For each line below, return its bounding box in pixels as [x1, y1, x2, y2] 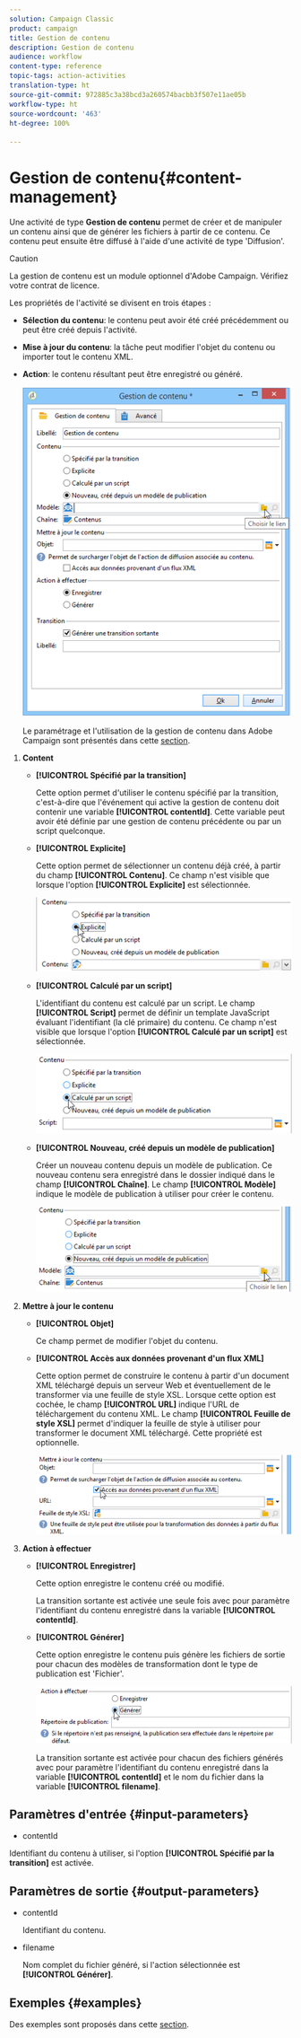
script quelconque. [35, 825, 106, 836]
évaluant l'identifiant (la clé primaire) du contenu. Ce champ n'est [35, 1017, 278, 1028]
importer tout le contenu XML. [21, 351, 133, 363]
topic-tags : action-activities [9, 72, 126, 81]
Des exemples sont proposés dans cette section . [9, 2018, 190, 2029]
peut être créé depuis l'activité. [21, 324, 138, 336]
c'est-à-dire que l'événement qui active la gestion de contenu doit [35, 796, 279, 807]
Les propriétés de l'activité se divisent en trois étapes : [9, 297, 211, 309]
